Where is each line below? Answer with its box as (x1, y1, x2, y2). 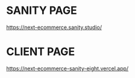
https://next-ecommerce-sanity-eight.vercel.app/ (6, 65, 129, 72)
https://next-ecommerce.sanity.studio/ (6, 24, 102, 31)
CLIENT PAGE (6, 45, 75, 59)
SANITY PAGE (6, 4, 77, 18)
